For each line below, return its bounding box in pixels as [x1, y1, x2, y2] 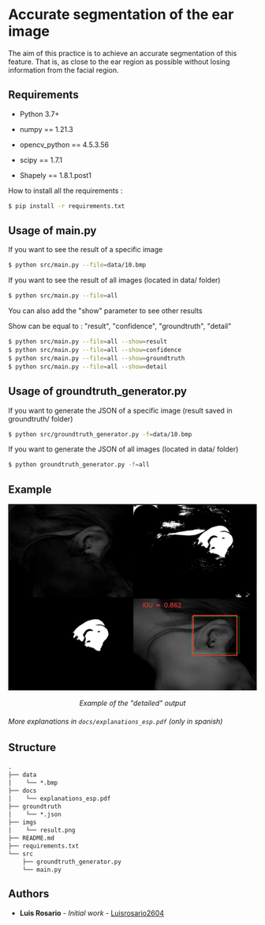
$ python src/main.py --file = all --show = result [8, 338, 168, 345]
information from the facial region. [8, 65, 120, 74]
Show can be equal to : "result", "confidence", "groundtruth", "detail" [8, 322, 232, 331]
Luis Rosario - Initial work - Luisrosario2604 [19, 908, 164, 918]
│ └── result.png [8, 826, 77, 834]
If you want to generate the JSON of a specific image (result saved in [8, 406, 233, 415]
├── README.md [8, 834, 55, 842]
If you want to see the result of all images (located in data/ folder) [8, 275, 221, 285]
